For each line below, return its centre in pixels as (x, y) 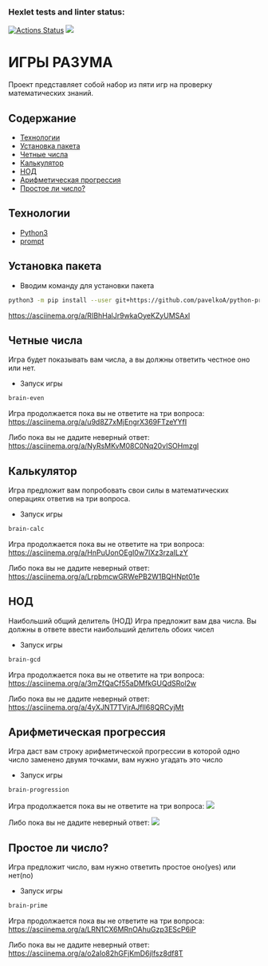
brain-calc (26, 529)
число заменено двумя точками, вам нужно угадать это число (116, 760)
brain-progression (39, 790)
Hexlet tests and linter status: (67, 12)
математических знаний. (51, 93)
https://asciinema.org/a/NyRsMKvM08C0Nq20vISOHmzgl (104, 446)
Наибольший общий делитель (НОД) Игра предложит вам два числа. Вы (132, 620)
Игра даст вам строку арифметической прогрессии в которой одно (124, 751)
